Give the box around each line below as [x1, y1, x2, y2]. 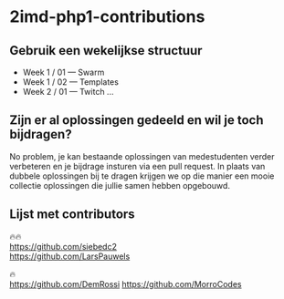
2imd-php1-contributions [9, 6, 205, 27]
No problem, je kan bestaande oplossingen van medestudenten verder [9, 150, 275, 161]
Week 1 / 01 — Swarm [22, 67, 105, 77]
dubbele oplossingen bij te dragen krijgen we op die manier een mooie [9, 170, 275, 181]
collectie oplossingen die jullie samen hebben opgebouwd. [9, 180, 231, 191]
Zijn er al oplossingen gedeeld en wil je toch [9, 112, 264, 129]
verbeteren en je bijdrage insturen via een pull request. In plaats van [9, 160, 266, 171]
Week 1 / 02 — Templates [22, 77, 119, 88]
